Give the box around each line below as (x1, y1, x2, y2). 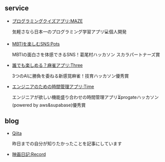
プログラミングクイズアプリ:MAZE (12, 18, 83, 24)
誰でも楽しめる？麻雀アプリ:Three (12, 62, 83, 68)
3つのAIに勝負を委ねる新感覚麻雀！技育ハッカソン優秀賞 (12, 73, 129, 79)
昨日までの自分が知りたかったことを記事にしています (12, 140, 122, 146)
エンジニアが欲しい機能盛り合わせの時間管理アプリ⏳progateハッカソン (12, 94, 159, 100)
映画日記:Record (12, 151, 46, 157)
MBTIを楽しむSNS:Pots (12, 41, 60, 47)
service (5, 4, 29, 13)
